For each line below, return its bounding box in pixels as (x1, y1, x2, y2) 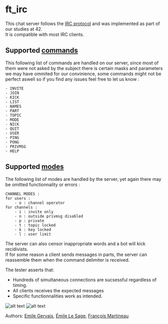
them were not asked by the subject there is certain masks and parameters (5, 65, 163, 71)
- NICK (5, 122, 19, 127)
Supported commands (5, 46, 78, 55)
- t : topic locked (14, 222, 56, 228)
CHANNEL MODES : (5, 191, 40, 196)
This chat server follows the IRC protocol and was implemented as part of (5, 20, 160, 27)
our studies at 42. (5, 26, 42, 32)
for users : (5, 196, 31, 201)
